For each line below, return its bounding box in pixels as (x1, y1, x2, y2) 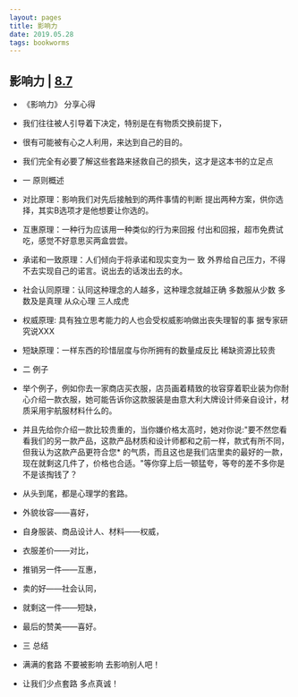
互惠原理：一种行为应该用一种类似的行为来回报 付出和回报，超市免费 (21, 225, 276, 235)
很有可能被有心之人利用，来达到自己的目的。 (21, 137, 188, 148)
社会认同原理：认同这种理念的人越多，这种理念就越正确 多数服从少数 (21, 285, 276, 295)
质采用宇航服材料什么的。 (21, 405, 117, 416)
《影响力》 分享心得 (21, 99, 96, 110)
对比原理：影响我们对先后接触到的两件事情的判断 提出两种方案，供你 (21, 194, 276, 205)
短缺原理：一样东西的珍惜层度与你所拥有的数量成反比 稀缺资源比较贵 (21, 345, 276, 356)
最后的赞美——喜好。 (21, 621, 101, 632)
